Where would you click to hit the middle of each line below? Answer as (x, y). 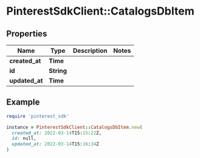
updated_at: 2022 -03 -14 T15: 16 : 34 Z (55, 144)
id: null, (24, 139)
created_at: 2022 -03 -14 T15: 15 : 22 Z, (57, 133)
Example (23, 102)
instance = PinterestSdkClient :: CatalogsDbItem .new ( (74, 127)
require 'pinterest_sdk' (38, 116)
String (58, 71)
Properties (27, 34)
